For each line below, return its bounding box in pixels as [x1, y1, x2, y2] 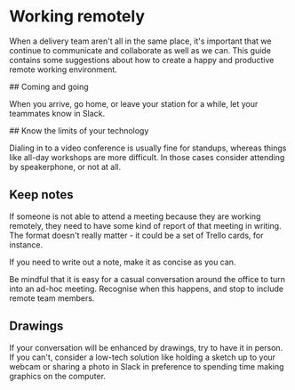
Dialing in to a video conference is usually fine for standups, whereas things [9, 142, 287, 153]
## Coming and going [9, 81, 89, 92]
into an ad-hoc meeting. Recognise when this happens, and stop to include [9, 283, 284, 294]
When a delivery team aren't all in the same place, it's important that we [9, 36, 272, 46]
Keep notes [9, 187, 74, 202]
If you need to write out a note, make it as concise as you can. [9, 256, 236, 267]
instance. [9, 239, 44, 250]
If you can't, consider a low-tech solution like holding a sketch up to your [9, 352, 276, 362]
